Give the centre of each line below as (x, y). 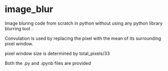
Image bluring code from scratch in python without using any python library (84, 23)
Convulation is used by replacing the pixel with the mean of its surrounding (83, 38)
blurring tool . (19, 28)
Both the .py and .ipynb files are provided (48, 63)
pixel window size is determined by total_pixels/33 (57, 53)
